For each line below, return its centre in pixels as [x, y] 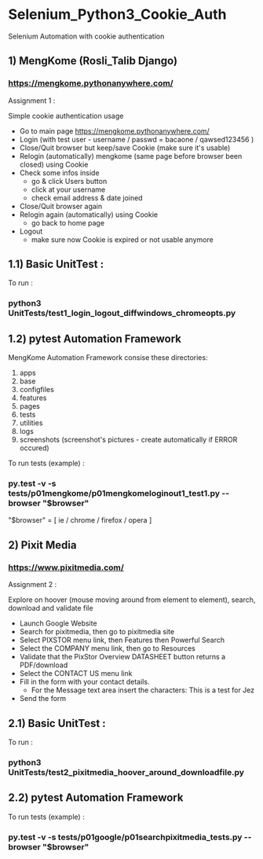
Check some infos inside [59, 173]
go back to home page [68, 222]
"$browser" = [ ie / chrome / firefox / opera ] [80, 520]
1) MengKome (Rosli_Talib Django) [93, 61]
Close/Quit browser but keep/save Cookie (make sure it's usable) [125, 148]
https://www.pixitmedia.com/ [66, 567]
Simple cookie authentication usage [66, 116]
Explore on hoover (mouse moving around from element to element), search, [132, 600]
